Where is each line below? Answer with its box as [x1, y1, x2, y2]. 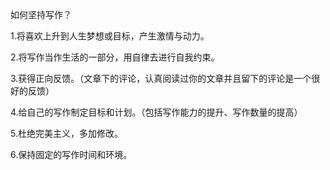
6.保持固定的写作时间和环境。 [10, 149, 133, 160]
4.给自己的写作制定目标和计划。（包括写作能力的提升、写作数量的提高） [10, 106, 303, 118]
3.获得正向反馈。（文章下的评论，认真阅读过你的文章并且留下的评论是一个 [10, 73, 312, 84]
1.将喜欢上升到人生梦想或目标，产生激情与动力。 [10, 30, 210, 42]
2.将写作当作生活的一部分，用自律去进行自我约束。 [10, 51, 220, 63]
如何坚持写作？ [10, 9, 72, 20]
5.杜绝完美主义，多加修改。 [10, 128, 123, 139]
